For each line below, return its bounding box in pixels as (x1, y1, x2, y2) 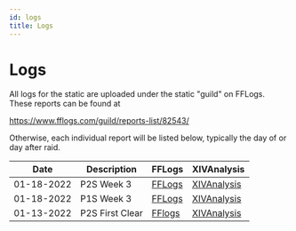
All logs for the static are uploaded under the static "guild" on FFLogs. (9, 89, 265, 100)
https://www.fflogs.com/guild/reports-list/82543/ (9, 115, 189, 126)
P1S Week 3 (79, 193, 132, 205)
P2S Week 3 (79, 179, 132, 191)
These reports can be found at (9, 99, 121, 109)
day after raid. (9, 142, 60, 153)
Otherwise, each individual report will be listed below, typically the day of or (9, 132, 287, 143)
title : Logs (9, 21, 53, 30)
